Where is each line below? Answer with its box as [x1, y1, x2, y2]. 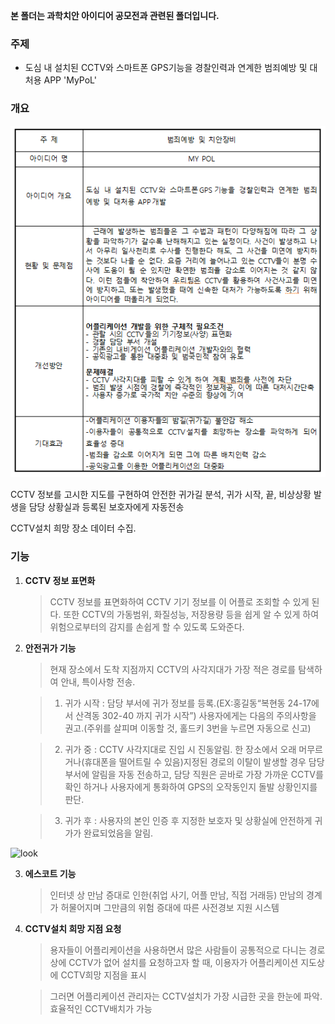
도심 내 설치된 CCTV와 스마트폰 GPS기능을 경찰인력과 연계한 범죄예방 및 [24, 62, 308, 74]
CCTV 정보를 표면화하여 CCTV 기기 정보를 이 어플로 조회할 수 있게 [49, 595, 310, 608]
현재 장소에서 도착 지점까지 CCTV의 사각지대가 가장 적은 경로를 [49, 663, 297, 675]
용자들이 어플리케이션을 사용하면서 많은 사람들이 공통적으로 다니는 [49, 944, 307, 956]
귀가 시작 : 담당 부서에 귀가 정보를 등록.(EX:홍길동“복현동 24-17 [64, 697, 312, 709]
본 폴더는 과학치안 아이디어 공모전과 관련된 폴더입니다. [10, 10, 220, 21]
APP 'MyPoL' [43, 74, 97, 86]
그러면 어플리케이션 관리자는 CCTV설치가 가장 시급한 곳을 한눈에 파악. [49, 990, 323, 1002]
